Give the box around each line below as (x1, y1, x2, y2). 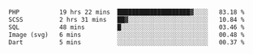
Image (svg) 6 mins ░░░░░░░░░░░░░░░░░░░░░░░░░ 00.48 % (8, 31, 245, 39)
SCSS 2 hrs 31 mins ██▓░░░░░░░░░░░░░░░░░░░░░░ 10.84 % (8, 15, 245, 23)
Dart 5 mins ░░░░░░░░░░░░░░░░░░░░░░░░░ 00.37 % (8, 38, 245, 46)
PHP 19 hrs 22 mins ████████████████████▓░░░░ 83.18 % (8, 8, 245, 16)
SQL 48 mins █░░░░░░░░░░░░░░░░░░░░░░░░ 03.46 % (8, 23, 245, 31)
